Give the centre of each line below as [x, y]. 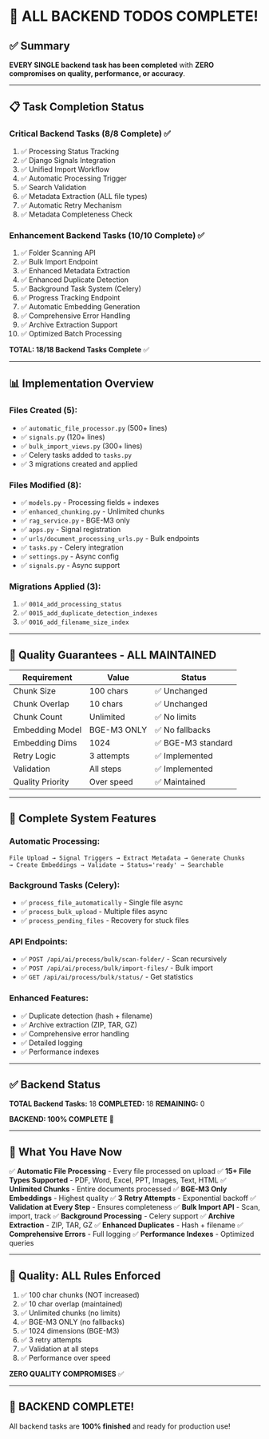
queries [22, 1243]
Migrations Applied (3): [55, 586]
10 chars [106, 704]
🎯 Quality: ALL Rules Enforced [85, 1276]
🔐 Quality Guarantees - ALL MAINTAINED [113, 655]
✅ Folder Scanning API [58, 252]
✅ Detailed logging [51, 1043]
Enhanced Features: [49, 998]
